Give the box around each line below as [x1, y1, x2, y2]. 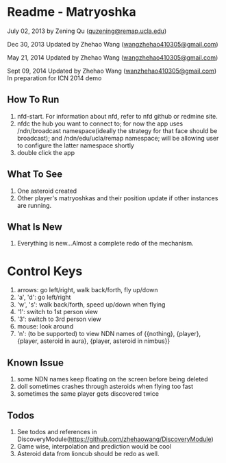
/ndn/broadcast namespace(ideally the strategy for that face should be [16, 126, 218, 134]
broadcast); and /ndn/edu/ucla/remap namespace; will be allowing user [16, 134, 219, 142]
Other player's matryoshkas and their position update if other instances [16, 193, 218, 202]
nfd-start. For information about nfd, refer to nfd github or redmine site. [16, 112, 218, 120]
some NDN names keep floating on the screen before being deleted [16, 375, 208, 383]
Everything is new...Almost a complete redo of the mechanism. [16, 239, 194, 248]
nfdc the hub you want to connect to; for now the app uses [16, 119, 184, 128]
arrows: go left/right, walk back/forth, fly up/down [16, 286, 159, 294]
